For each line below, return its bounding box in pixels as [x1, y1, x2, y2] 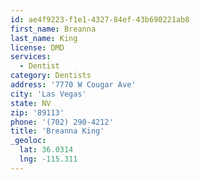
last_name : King [10, 33, 78, 43]
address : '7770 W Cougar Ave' [10, 80, 137, 90]
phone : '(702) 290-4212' [10, 117, 114, 127]
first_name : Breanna [10, 24, 97, 34]
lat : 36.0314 [19, 145, 74, 155]
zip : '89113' [10, 107, 65, 118]
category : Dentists [10, 71, 92, 81]
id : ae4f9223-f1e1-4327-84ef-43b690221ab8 [10, 14, 190, 25]
